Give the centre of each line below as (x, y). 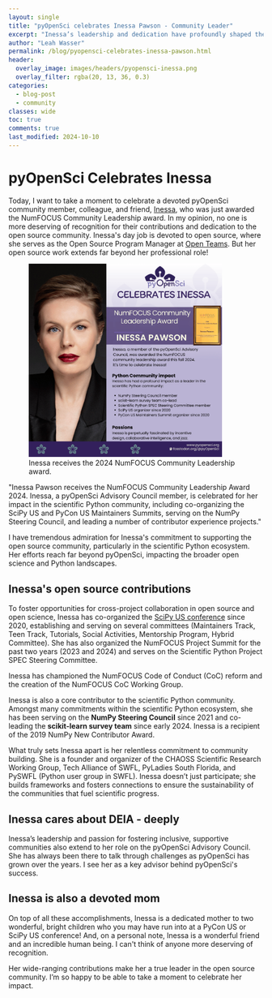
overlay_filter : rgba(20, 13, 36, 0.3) (83, 77)
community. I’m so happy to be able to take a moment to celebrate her (125, 977)
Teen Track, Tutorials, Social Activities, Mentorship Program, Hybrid (121, 635)
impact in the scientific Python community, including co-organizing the (126, 505)
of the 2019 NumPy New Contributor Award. (82, 735)
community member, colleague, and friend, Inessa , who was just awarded (132, 209)
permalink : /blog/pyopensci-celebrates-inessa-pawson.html (110, 52)
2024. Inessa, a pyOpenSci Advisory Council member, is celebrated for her (133, 496)
